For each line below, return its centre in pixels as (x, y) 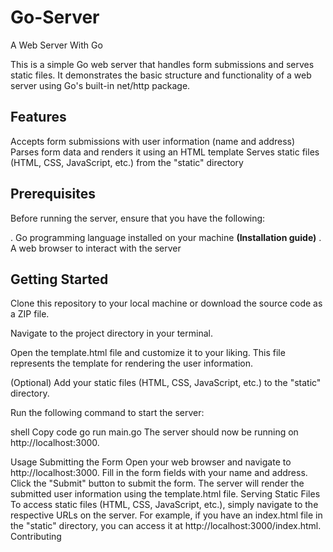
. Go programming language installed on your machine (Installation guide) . (166, 237)
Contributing (36, 537)
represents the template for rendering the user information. (132, 363)
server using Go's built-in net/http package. (100, 85)
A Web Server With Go (56, 45)
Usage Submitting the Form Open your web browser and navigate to (151, 462)
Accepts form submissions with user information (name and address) (153, 141)
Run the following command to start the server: (107, 413)
